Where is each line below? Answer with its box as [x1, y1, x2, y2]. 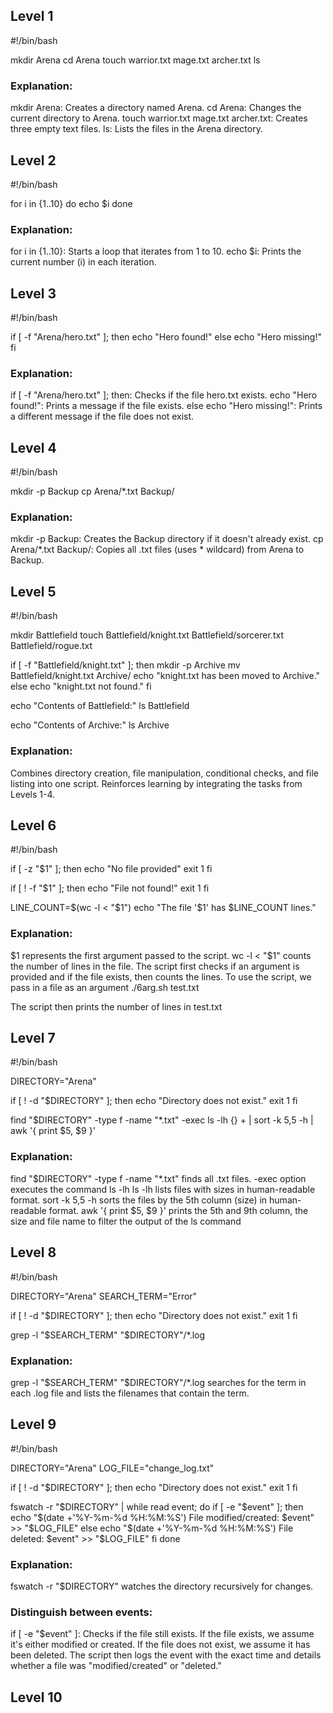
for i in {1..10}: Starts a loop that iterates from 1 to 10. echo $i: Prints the [10, 245, 302, 258]
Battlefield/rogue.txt [10, 640, 93, 652]
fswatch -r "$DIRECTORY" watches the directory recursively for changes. [10, 1580, 314, 1592]
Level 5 [10, 583, 57, 600]
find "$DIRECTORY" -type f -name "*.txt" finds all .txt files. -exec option [10, 1172, 307, 1184]
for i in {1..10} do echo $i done [10, 197, 133, 209]
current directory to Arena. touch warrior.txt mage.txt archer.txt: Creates [10, 112, 308, 124]
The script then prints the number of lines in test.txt [10, 1000, 223, 1013]
